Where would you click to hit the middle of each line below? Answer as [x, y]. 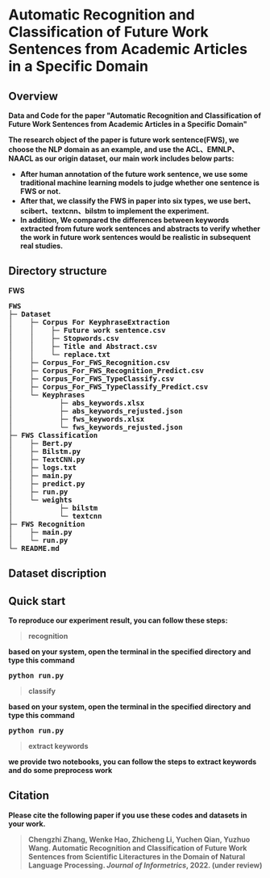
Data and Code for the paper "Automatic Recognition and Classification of [135, 116]
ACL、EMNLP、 [212, 149]
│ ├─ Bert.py [40, 443]
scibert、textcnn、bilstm [63, 211]
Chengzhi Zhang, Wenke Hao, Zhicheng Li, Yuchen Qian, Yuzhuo [139, 839]
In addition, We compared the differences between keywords [125, 220]
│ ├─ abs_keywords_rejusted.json [96, 411]
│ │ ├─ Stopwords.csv [64, 338]
